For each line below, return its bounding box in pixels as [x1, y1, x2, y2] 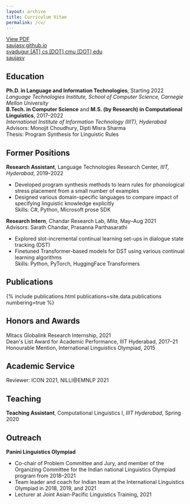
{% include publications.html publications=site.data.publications [6, 292, 162, 300]
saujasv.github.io [6, 42, 47, 49]
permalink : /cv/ [6, 19, 46, 25]
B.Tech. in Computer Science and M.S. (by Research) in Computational [6, 106, 182, 113]
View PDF [6, 36, 30, 43]
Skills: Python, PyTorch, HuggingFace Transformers [14, 260, 140, 267]
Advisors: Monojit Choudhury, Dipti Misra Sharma [6, 125, 126, 132]
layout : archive [6, 8, 46, 15]
